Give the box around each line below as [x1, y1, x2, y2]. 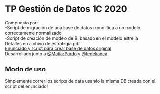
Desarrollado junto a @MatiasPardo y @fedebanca [5, 50, 108, 57]
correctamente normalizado [5, 30, 62, 36]
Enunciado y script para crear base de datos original [5, 46, 112, 51]
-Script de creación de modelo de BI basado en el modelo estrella [5, 35, 139, 41]
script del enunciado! [5, 83, 48, 89]
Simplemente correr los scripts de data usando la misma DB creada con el [5, 78, 156, 84]
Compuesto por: [5, 20, 38, 25]
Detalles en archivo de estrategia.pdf [5, 40, 80, 46]
